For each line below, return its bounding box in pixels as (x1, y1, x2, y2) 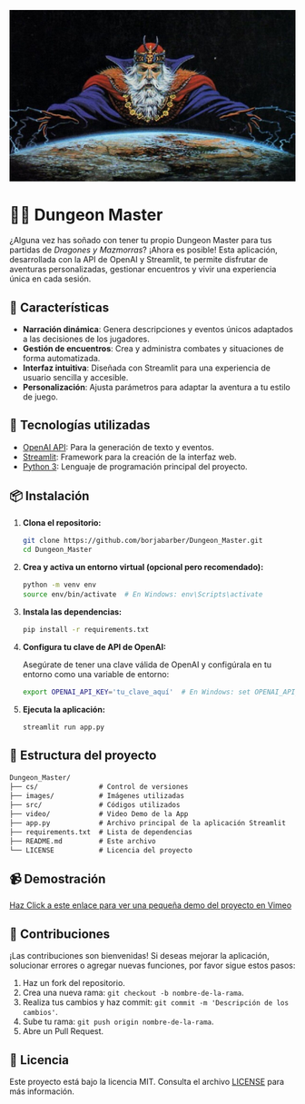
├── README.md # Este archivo (9, 836, 156, 845)
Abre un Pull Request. (22, 1026, 104, 1037)
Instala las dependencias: (22, 606, 123, 617)
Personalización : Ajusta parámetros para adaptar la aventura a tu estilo (22, 381, 290, 392)
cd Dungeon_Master (22, 546, 93, 555)
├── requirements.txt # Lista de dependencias (9, 827, 193, 836)
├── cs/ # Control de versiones (9, 782, 189, 791)
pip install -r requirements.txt (22, 626, 150, 635)
